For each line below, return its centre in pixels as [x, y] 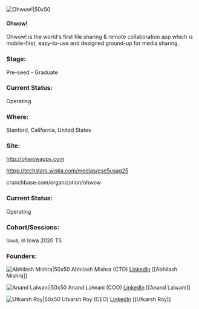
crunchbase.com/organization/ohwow [54, 183]
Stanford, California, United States [49, 130]
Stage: [16, 59]
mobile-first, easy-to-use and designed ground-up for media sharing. [93, 43]
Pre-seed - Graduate [32, 72]
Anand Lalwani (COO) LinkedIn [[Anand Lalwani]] [129, 288]
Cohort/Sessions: [33, 227]
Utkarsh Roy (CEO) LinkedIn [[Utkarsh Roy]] [116, 299]
